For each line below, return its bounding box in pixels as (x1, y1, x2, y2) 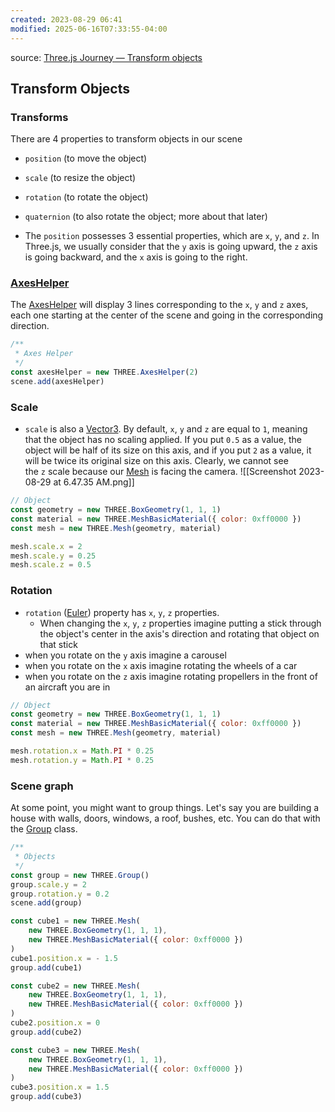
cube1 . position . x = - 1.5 (10, 953, 118, 963)
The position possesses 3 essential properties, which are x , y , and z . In (24, 230, 320, 242)
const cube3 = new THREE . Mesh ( (10, 1045, 141, 1055)
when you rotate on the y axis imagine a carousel (24, 649, 227, 661)
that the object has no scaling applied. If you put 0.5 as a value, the (24, 434, 302, 446)
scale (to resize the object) (24, 172, 137, 184)
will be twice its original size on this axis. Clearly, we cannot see (24, 455, 289, 467)
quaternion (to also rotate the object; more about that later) (24, 211, 268, 223)
